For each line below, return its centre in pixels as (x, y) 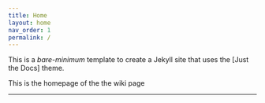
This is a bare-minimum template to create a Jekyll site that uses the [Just (129, 60)
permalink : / (30, 37)
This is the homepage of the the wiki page (77, 83)
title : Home (28, 15)
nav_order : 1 (30, 30)
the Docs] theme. (36, 68)
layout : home (30, 23)
